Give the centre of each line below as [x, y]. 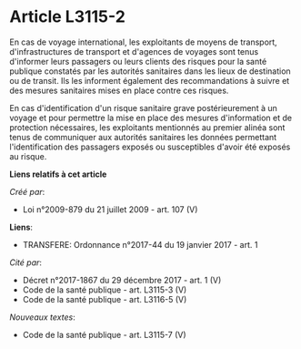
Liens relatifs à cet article [58, 174]
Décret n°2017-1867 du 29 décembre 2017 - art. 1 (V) [122, 280]
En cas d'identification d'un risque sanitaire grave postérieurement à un [143, 108]
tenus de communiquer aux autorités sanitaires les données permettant [143, 137]
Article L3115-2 [67, 17]
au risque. [28, 156]
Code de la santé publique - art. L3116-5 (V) [105, 299]
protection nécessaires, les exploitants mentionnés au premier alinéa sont [147, 127]
